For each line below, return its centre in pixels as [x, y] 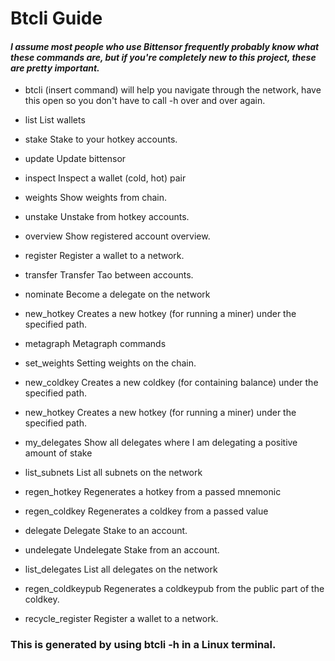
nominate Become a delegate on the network [117, 294]
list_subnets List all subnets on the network [113, 473]
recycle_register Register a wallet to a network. [121, 619]
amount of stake [58, 453]
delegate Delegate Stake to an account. [106, 531]
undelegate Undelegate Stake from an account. [122, 550]
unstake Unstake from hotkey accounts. [107, 217]
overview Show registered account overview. [117, 236]
